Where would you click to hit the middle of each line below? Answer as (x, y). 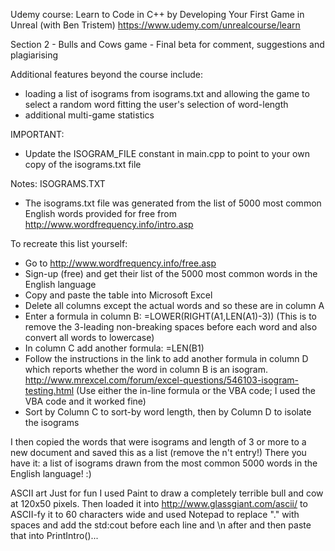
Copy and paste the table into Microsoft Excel (118, 295)
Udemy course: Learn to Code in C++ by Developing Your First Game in (157, 14)
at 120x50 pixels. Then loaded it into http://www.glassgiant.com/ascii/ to (159, 503)
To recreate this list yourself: (69, 243)
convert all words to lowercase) (89, 337)
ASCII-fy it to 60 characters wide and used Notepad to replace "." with (155, 514)
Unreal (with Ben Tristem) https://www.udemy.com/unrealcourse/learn (155, 25)
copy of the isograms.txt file (83, 164)
